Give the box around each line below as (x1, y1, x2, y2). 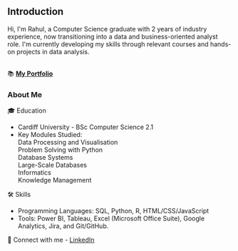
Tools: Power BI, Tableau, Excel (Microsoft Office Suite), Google (17, 214, 205, 223)
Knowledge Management (17, 176, 92, 185)
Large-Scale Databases (17, 160, 88, 170)
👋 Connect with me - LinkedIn (7, 235, 95, 245)
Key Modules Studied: (17, 130, 83, 139)
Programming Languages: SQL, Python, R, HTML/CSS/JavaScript (17, 207, 209, 215)
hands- (209, 39, 232, 48)
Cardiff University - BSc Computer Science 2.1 (17, 123, 154, 131)
